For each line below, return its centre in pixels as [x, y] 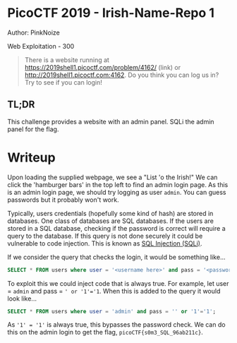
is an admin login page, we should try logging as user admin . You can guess [117, 192]
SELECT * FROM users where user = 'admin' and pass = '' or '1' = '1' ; [112, 311]
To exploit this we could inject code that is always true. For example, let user [118, 283]
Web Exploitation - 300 [41, 46]
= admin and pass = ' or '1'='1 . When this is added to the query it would [114, 291]
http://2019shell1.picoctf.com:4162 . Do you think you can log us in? [122, 75]
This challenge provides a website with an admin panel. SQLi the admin [111, 121]
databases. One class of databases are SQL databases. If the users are [110, 221]
